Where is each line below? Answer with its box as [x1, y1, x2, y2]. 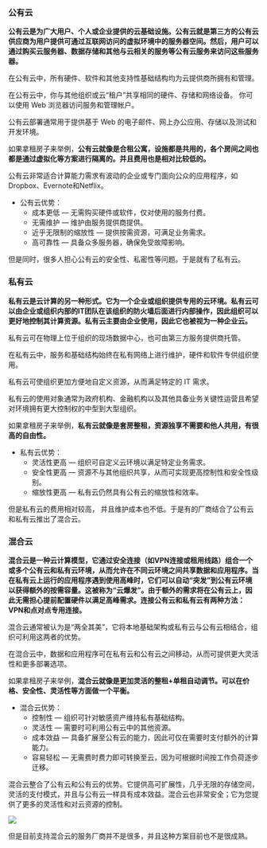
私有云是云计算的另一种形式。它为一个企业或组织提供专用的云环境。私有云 [8, 296, 252, 306]
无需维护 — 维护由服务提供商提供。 [31, 217, 148, 228]
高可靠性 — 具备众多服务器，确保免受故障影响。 [31, 237, 189, 248]
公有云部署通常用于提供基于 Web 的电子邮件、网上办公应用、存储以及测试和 [8, 117, 257, 127]
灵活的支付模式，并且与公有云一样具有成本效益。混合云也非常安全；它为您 [8, 789, 252, 799]
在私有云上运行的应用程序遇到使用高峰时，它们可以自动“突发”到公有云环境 [8, 575, 253, 584]
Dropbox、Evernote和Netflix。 [8, 181, 108, 190]
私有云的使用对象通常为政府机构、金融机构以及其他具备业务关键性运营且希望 [8, 393, 259, 403]
